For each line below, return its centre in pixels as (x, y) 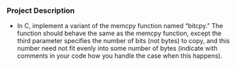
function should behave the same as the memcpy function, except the (119, 33)
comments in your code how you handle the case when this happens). (120, 56)
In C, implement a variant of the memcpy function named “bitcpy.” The (120, 26)
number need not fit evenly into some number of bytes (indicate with (117, 49)
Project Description (41, 11)
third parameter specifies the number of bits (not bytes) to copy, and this (123, 41)
